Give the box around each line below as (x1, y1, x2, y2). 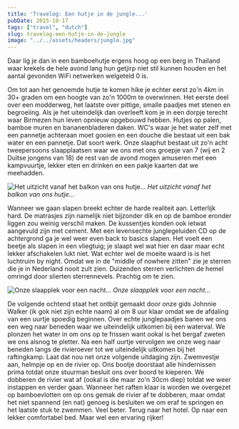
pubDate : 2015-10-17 (7, 17, 69, 24)
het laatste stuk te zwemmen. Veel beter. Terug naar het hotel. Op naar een (7, 405, 228, 414)
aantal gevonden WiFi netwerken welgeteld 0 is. (7, 72, 148, 81)
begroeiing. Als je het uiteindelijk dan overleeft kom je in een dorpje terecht (7, 108, 228, 117)
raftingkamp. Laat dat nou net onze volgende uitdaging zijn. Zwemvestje (7, 353, 220, 361)
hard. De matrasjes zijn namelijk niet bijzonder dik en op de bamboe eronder (7, 212, 232, 220)
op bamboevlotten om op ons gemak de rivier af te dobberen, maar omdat (7, 391, 225, 399)
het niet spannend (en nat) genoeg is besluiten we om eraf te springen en (7, 398, 223, 407)
